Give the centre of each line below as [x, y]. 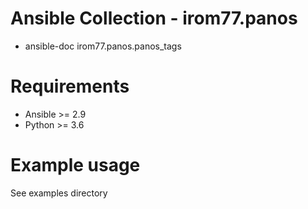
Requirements [70, 86]
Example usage [75, 165]
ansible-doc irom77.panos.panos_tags [103, 46]
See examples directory [59, 193]
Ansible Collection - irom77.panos [154, 18]
